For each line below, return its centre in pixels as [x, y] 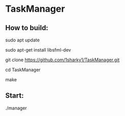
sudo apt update [22, 40]
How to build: [27, 28]
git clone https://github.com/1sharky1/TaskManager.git [62, 60]
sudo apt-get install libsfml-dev [38, 50]
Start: [15, 96]
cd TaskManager [23, 70]
